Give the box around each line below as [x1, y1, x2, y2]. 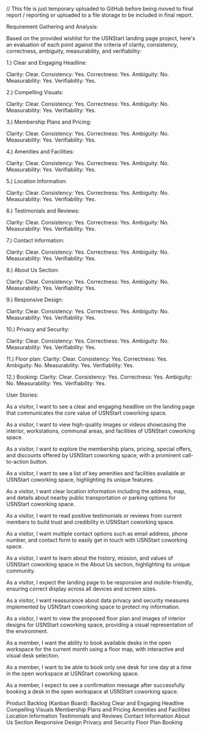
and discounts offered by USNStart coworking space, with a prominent [6, 452, 181, 458]
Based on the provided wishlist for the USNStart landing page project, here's [6, 35, 196, 41]
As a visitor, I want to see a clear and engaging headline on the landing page [6, 403, 195, 410]
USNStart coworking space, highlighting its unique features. [6, 476, 155, 483]
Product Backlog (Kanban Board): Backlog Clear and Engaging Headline [6, 700, 184, 707]
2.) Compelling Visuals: [6, 89, 64, 95]
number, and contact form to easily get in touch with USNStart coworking [6, 536, 188, 544]
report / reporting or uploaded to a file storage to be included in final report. [6, 11, 193, 19]
